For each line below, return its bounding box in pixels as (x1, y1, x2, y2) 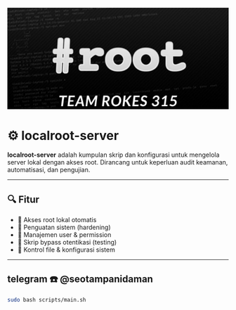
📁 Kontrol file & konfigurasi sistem (17, 245, 116, 254)
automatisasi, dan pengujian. (7, 166, 91, 174)
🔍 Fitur (7, 193, 40, 205)
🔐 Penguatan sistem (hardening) (17, 223, 111, 232)
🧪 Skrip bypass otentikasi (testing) (17, 238, 117, 247)
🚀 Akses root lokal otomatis (17, 216, 97, 224)
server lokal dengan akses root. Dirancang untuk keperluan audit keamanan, (7, 158, 228, 167)
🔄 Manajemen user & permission (17, 231, 112, 239)
